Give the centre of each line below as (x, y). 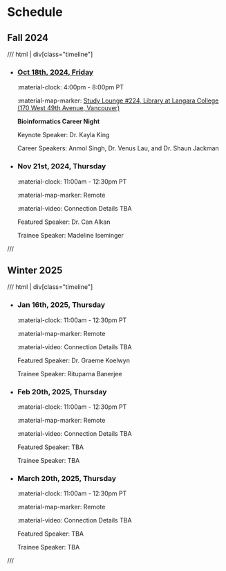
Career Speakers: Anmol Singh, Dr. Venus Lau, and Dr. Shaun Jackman (118, 148)
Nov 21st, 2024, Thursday (62, 166)
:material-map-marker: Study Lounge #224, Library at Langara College (118, 100)
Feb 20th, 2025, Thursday (62, 392)
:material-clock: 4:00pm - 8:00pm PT (70, 87)
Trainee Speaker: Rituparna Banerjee (69, 374)
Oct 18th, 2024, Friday (55, 72)
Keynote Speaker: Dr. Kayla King (63, 135)
